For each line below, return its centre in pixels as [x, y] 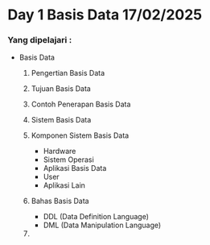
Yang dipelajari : [40, 40]
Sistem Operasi [68, 160]
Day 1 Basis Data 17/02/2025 [105, 15]
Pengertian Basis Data [68, 73]
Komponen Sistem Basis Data [80, 135]
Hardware [60, 152]
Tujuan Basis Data [61, 89]
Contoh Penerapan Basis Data [81, 104]
